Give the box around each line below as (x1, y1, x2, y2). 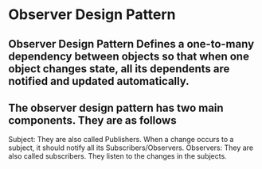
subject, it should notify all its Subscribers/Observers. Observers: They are (8, 143, 253, 152)
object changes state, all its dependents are (8, 62, 230, 75)
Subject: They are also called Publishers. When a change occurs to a (8, 135, 234, 144)
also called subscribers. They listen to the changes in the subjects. (8, 152, 227, 161)
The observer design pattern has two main (8, 101, 225, 114)
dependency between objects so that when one (8, 49, 249, 63)
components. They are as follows (8, 113, 177, 127)
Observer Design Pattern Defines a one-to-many (8, 37, 255, 51)
